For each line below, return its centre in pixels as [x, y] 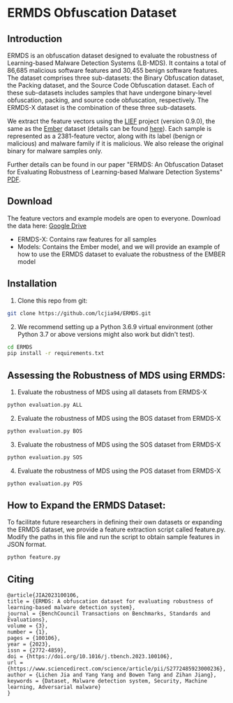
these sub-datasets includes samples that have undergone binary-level [110, 93]
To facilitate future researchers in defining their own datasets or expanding [115, 522]
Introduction [35, 39]
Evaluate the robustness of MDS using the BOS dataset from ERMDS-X [119, 418]
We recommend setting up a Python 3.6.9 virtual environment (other [115, 326]
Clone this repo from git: [52, 300]
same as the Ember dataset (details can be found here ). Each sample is [110, 128]
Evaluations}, [28, 620]
